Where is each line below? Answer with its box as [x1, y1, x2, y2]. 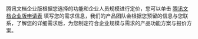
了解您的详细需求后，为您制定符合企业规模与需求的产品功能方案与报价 [16, 20, 187, 26]
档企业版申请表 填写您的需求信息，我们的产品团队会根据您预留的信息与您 [6, 12, 183, 19]
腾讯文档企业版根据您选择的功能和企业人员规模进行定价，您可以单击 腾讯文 [6, 5, 189, 12]
